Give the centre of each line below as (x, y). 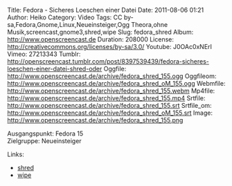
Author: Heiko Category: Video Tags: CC (65, 17)
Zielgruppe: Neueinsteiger (44, 141)
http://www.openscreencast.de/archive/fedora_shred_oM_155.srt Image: (110, 113)
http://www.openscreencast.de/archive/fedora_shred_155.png (95, 120)
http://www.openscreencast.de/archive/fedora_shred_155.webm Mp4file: (111, 91)
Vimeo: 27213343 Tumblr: (44, 54)
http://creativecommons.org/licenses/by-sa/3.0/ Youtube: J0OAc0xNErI (110, 47)
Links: (16, 154)
